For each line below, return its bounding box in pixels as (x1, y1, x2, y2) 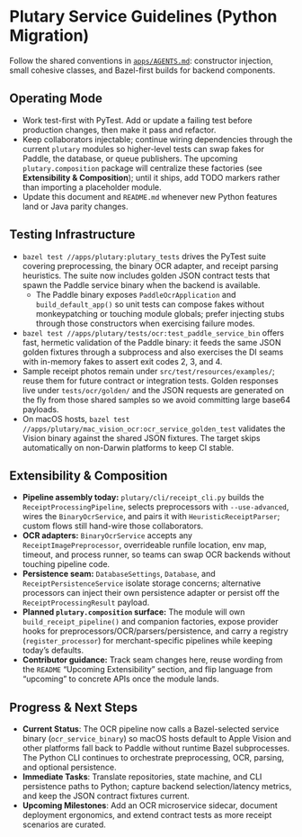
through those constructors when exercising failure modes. (35, 318, 255, 328)
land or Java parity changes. (22, 201, 129, 211)
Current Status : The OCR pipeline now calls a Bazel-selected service (22, 724, 280, 734)
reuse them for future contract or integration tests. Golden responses (22, 375, 279, 386)
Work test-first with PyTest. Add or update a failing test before (22, 114, 253, 125)
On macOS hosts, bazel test (22, 413, 130, 424)
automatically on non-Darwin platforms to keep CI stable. (22, 442, 235, 453)
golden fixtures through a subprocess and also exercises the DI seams (22, 346, 284, 357)
